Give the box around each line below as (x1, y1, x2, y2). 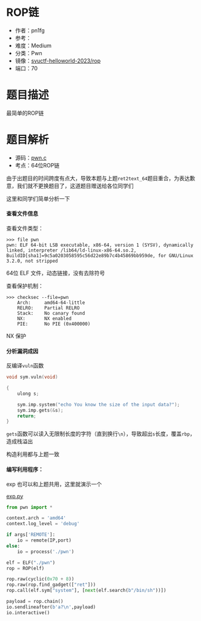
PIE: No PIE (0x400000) (17, 321, 91, 327)
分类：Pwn (15, 49, 42, 56)
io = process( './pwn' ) (17, 548, 74, 555)
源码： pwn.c (15, 154, 47, 161)
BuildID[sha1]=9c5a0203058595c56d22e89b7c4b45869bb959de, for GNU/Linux (6, 253, 194, 259)
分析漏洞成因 (6, 347, 38, 355)
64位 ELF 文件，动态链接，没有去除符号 (6, 269, 105, 277)
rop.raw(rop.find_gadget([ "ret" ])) (6, 582, 96, 588)
